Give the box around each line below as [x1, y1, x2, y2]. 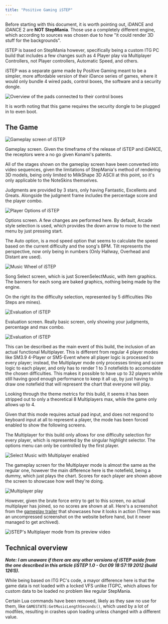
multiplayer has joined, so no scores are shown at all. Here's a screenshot [5, 503, 157, 509]
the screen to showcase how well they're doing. [5, 478, 104, 484]
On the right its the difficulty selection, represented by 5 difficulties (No [5, 294, 152, 300]
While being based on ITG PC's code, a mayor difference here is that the [5, 578, 155, 584]
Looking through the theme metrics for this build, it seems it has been [5, 391, 149, 397]
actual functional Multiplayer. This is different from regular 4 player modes [5, 349, 158, 355]
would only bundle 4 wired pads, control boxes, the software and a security [5, 78, 161, 84]
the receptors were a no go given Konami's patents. [5, 152, 112, 158]
